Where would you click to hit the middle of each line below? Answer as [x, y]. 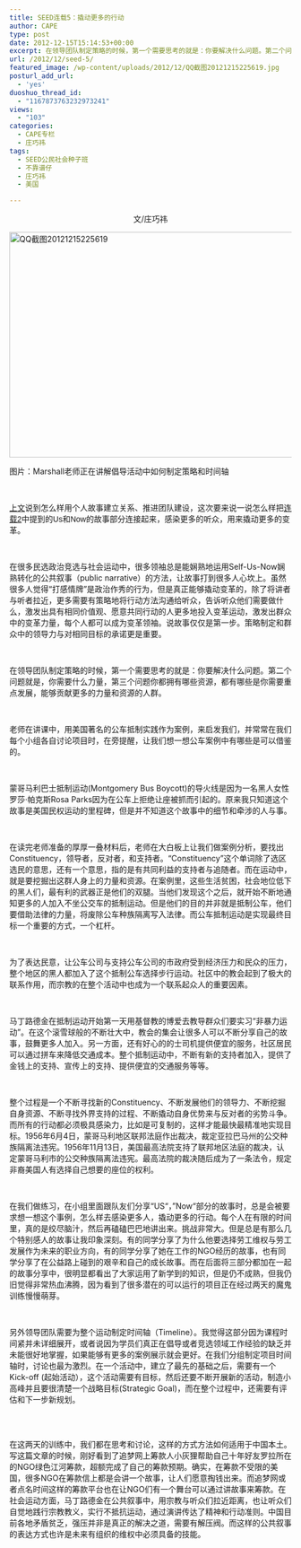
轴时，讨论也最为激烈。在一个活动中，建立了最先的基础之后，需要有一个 [142, 1366]
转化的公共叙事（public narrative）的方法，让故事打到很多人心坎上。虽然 [151, 578]
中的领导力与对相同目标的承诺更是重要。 [91, 634]
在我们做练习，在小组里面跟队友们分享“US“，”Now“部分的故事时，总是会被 [146, 1206]
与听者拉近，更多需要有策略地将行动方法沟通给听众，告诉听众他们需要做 [142, 600]
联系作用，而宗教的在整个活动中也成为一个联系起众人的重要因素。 [131, 984]
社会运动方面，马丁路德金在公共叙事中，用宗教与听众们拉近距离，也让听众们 [150, 1500]
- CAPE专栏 [36, 135]
